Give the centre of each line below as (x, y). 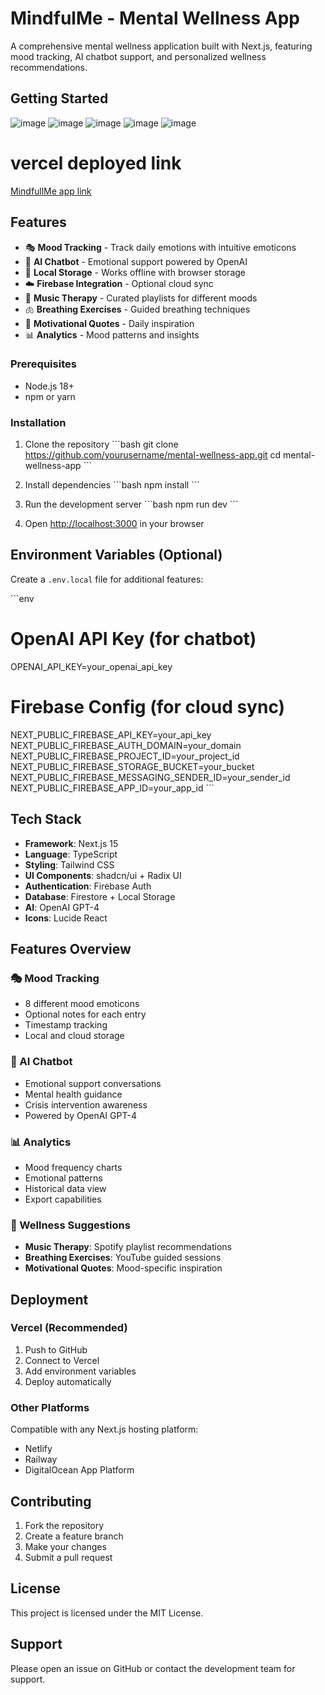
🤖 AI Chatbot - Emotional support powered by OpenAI (136, 261)
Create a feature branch (74, 1536)
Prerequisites (43, 364)
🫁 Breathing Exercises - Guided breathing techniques (137, 309)
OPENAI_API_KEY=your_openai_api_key (91, 666)
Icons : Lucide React (66, 918)
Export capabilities (63, 1199)
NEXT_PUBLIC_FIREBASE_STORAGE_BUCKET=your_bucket (132, 766)
